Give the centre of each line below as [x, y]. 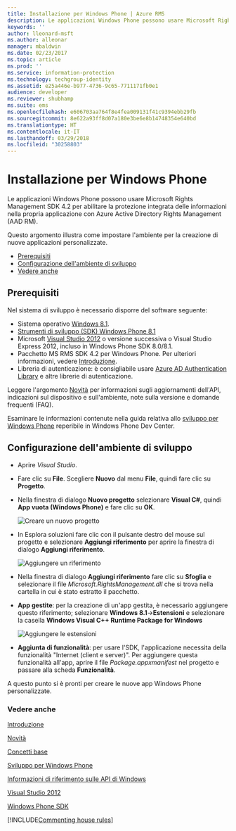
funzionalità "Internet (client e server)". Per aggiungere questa [107, 654]
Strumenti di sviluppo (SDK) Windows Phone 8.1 [86, 331]
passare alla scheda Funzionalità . [66, 670]
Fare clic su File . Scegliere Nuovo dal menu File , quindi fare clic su [114, 478]
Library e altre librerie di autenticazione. [75, 376]
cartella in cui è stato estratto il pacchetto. [78, 591]
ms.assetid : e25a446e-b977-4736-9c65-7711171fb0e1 [83, 86]
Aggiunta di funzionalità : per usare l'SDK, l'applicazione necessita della [122, 647]
